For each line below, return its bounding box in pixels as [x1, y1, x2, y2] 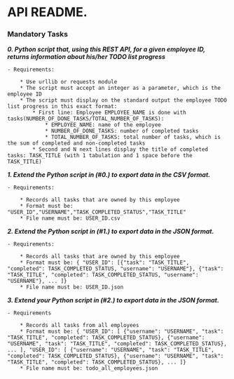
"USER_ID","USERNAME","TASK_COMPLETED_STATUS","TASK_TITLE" [7, 208, 187, 216]
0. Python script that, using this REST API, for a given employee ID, [7, 45, 205, 53]
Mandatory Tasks [7, 29, 69, 39]
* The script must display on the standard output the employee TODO [20, 97, 228, 104]
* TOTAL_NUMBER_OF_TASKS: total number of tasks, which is [44, 134, 221, 141]
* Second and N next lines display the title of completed [32, 146, 209, 153]
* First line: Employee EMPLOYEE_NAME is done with [32, 109, 187, 117]
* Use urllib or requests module [20, 79, 118, 86]
